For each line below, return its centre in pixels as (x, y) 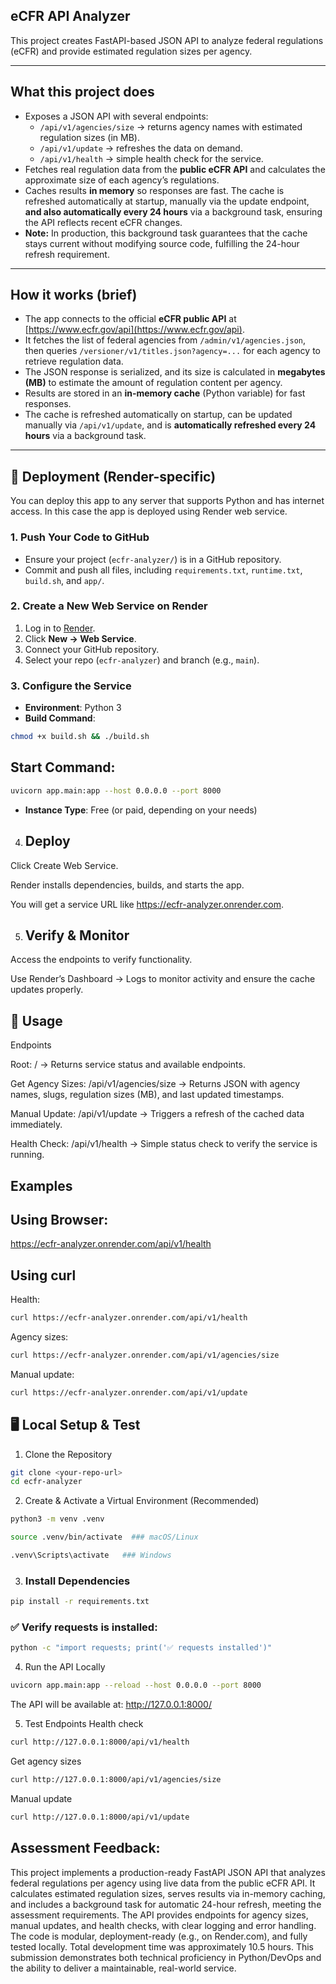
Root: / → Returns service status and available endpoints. (128, 1065)
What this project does (82, 92)
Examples (41, 1185)
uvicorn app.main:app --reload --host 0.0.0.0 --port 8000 (136, 1685)
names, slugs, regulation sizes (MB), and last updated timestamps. (147, 1095)
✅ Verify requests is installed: (84, 1627)
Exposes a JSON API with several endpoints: (116, 116)
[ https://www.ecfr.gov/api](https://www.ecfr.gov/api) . (134, 330)
